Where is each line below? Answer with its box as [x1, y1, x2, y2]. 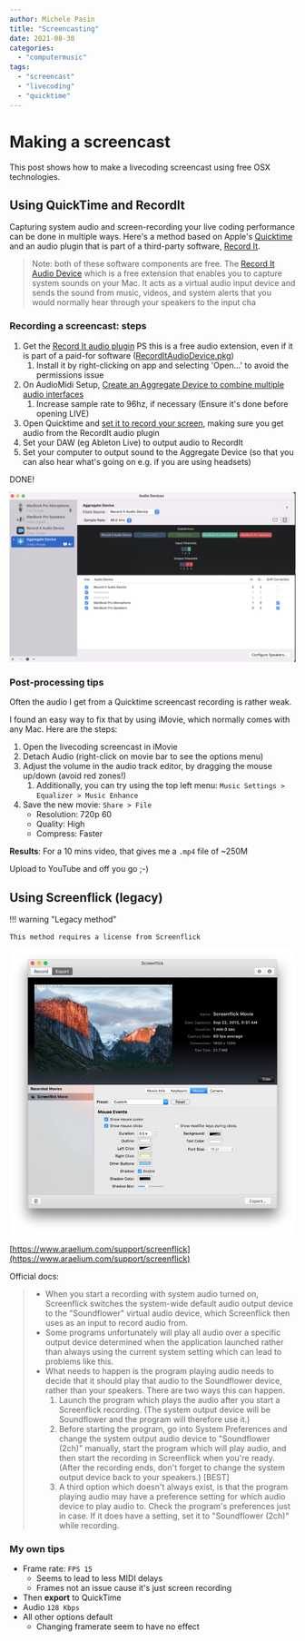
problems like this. [44, 1356, 114, 1367]
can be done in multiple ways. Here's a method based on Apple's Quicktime [9, 232, 293, 242]
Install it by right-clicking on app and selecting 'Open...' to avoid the [35, 360, 289, 371]
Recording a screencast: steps [9, 320, 147, 332]
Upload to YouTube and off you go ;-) [9, 864, 150, 875]
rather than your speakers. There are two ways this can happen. [44, 1385, 286, 1396]
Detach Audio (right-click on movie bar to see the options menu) [22, 751, 264, 762]
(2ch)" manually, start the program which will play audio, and [58, 1442, 287, 1453]
